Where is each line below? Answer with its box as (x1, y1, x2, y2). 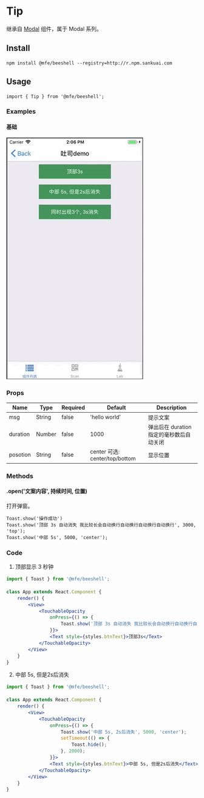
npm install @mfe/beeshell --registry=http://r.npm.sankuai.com (6, 60, 172, 66)
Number (36, 430, 56, 438)
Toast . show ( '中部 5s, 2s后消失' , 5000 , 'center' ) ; (60, 729, 187, 735)
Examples (6, 108, 36, 116)
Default (107, 404, 126, 411)
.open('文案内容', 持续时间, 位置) (6, 487, 88, 495)
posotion (8, 451, 32, 458)
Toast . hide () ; (71, 741, 107, 748)
